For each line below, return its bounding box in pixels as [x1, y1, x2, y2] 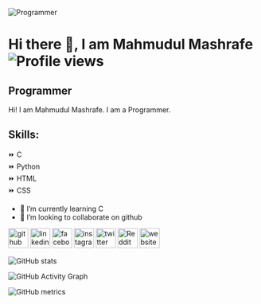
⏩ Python [8, 162, 41, 171]
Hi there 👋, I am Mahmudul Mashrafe [8, 36, 254, 53]
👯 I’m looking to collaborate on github [19, 212, 143, 222]
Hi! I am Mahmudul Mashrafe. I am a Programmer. [8, 105, 171, 115]
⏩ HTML [8, 173, 37, 183]
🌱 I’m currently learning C [19, 204, 104, 213]
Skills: [8, 128, 40, 142]
